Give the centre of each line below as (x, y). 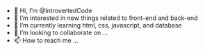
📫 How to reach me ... (46, 40)
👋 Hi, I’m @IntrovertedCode (53, 11)
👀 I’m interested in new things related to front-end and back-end (106, 18)
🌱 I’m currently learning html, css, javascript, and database (98, 25)
